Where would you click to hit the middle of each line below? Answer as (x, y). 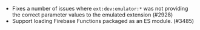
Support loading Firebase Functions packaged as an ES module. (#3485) (103, 21)
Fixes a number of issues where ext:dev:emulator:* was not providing (100, 9)
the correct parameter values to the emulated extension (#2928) (92, 15)
